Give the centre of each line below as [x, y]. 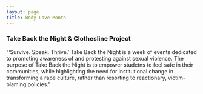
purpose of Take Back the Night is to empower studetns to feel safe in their [100, 65]
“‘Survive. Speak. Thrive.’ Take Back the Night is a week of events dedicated [101, 52]
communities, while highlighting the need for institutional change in [90, 71]
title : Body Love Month [36, 18]
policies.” [39, 84]
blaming [16, 84]
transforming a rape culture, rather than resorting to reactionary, [86, 78]
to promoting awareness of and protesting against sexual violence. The [95, 58]
